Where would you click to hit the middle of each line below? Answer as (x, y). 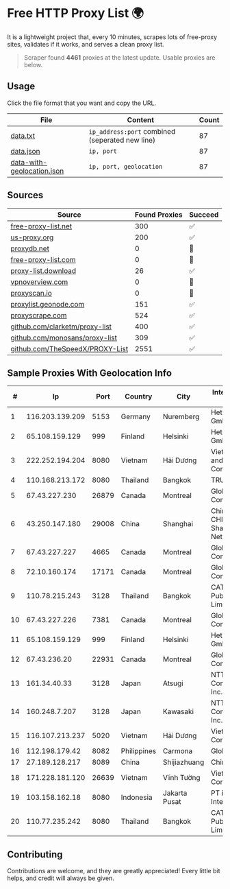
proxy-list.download (43, 270)
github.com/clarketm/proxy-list (61, 327)
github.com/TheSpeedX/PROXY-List (69, 348)
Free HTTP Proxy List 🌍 (76, 13)
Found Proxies (158, 215)
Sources (25, 195)
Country (139, 396)
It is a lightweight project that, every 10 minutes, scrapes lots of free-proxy (112, 37)
